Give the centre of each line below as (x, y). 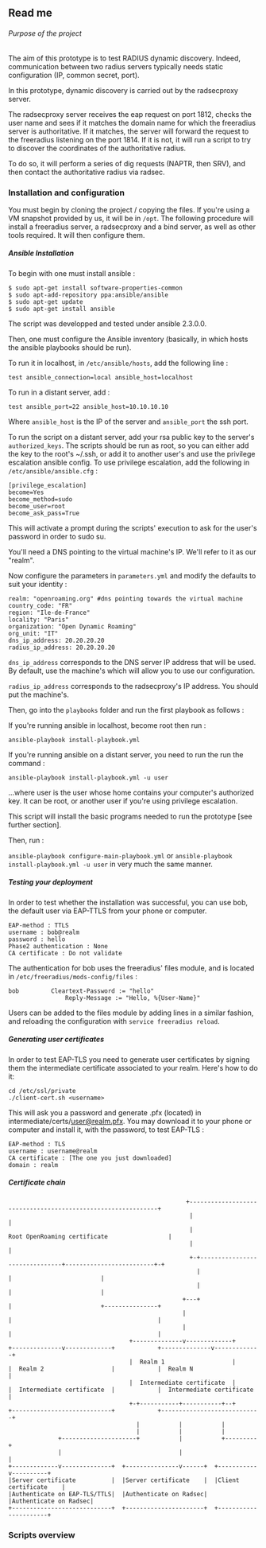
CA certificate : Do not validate (66, 953)
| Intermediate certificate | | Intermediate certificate (131, 1390)
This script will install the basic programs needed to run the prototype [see (130, 816)
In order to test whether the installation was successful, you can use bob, (128, 902)
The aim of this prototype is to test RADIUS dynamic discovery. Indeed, (124, 58)
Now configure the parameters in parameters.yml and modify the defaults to (132, 575)
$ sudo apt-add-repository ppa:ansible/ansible (89, 295)
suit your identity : (38, 584)
